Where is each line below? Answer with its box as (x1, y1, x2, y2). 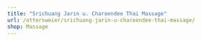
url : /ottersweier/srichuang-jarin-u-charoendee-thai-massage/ (7, 17, 196, 24)
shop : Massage (7, 23, 49, 30)
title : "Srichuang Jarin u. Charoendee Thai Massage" (7, 10, 168, 17)
